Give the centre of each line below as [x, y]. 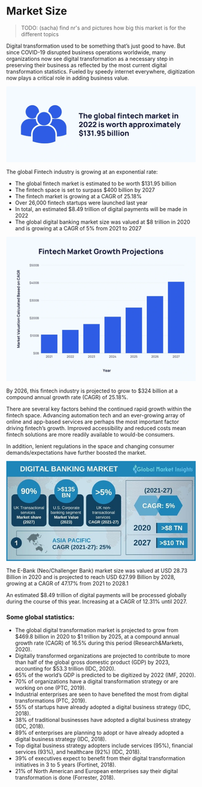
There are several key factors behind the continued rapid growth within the [99, 409]
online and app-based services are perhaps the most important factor [93, 422]
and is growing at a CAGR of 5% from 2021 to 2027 [78, 229]
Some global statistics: [41, 617]
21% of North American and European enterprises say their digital [96, 771]
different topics [40, 34]
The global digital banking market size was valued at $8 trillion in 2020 [103, 222]
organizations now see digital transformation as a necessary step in [90, 58]
